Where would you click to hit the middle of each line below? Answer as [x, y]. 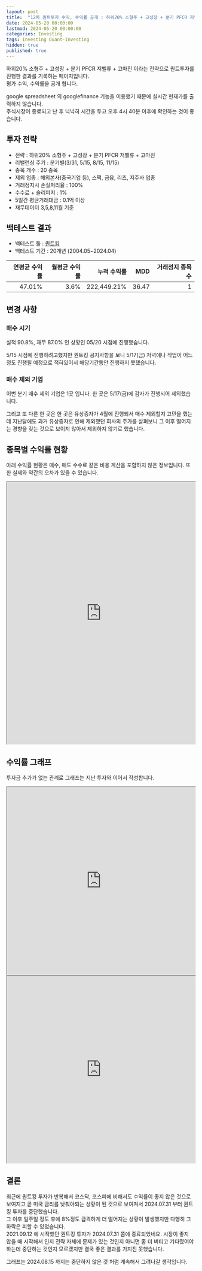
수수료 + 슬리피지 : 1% [41, 192]
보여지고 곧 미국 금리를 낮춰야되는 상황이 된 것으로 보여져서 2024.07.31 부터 [94, 1204]
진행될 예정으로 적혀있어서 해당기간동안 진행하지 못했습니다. [87, 362]
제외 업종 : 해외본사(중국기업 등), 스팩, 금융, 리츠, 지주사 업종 [85, 177]
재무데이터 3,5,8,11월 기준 [45, 207]
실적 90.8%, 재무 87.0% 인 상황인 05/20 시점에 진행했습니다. [78, 343]
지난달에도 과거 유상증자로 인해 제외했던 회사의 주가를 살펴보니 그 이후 [94, 421]
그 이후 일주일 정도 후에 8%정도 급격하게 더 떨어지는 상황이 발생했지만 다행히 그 [99, 1219]
